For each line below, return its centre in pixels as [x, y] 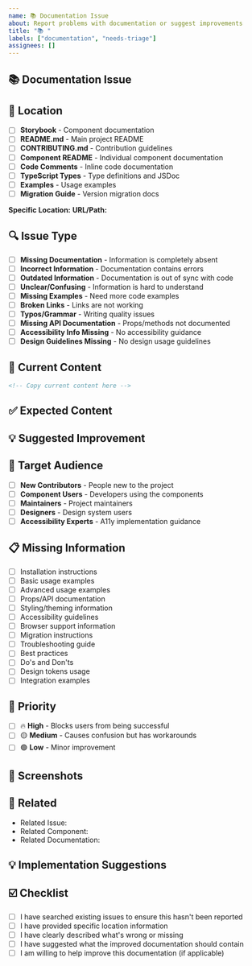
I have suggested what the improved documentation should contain [132, 943]
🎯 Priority [32, 706]
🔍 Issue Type [43, 236]
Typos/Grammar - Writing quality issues [87, 314]
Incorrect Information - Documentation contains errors [112, 268]
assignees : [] [32, 46]
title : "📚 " [30, 31]
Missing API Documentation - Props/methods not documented [125, 324]
